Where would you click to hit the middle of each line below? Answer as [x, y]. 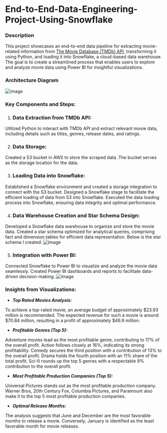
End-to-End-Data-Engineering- [72, 9]
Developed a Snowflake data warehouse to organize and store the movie [80, 226]
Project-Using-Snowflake [59, 20]
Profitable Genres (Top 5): [40, 330]
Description [20, 35]
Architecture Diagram [32, 80]
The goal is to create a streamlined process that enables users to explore [80, 62]
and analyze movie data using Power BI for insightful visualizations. [74, 67]
